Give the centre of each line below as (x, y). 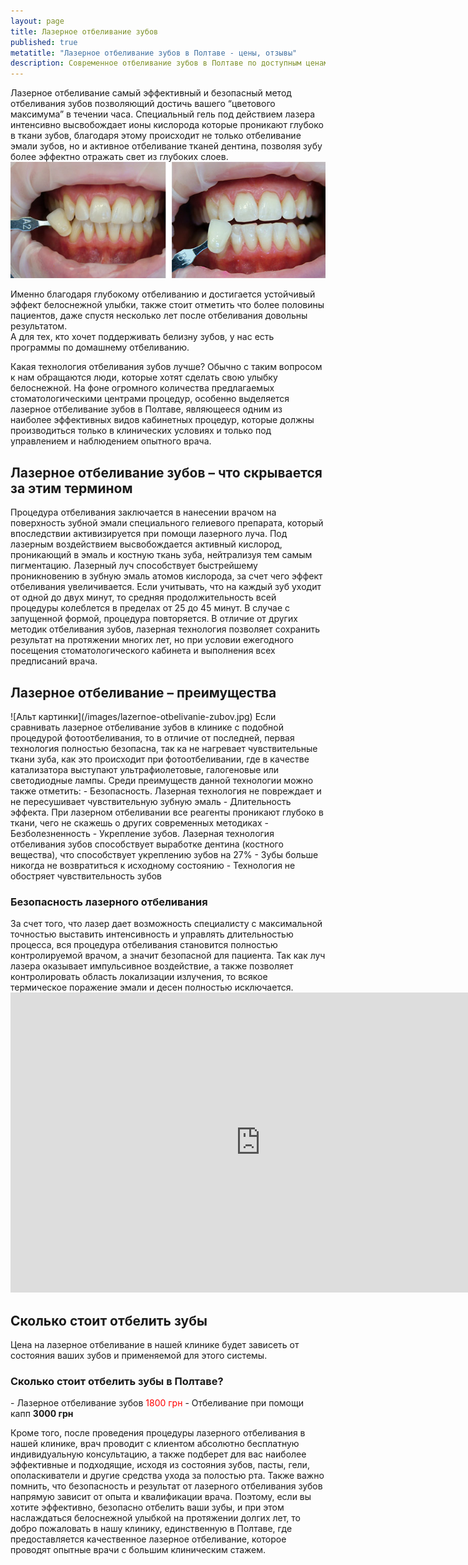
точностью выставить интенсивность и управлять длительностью (152, 934)
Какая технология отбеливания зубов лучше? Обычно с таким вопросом (166, 367)
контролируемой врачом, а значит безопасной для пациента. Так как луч (168, 956)
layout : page (37, 21)
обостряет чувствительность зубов (86, 876)
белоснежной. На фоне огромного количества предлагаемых (142, 388)
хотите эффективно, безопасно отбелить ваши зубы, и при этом (147, 1507)
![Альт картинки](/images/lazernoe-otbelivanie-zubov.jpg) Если (143, 716)
